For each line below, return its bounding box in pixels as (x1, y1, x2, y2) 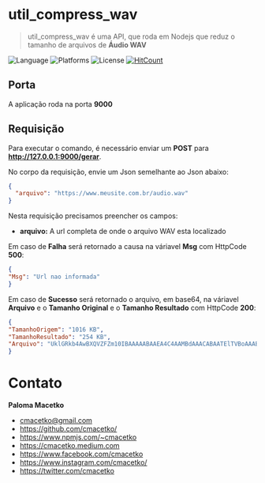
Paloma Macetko (8, 401, 65, 410)
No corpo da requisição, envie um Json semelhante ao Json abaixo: (8, 167, 229, 176)
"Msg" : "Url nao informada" (8, 273, 101, 281)
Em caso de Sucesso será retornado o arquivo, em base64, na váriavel (8, 294, 239, 304)
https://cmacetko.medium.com (19, 441, 120, 451)
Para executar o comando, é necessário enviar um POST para (8, 143, 209, 153)
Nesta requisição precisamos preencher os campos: (8, 211, 178, 221)
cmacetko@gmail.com (19, 416, 93, 425)
